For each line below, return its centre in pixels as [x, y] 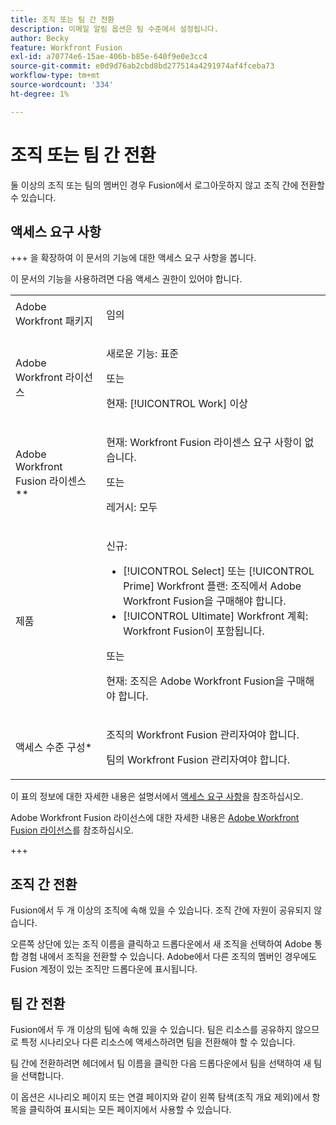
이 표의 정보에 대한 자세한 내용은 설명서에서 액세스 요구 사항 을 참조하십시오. [157, 797]
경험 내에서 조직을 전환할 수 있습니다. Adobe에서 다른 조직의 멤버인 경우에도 [168, 957]
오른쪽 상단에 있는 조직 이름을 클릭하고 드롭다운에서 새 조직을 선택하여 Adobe [161, 944]
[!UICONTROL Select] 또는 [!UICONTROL [219, 571]
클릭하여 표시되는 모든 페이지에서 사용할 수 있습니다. [130, 1109]
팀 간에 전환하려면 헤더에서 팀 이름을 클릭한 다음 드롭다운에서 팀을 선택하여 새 [161, 1063]
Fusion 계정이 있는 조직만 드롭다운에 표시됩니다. [104, 969]
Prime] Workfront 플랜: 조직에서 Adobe [212, 586]
